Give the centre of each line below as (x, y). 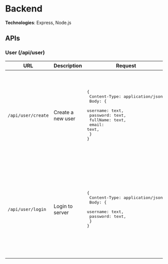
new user (64, 118)
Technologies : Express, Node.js (38, 23)
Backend (24, 9)
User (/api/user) (25, 53)
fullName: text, (108, 120)
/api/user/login (27, 209)
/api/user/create (28, 115)
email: (97, 125)
